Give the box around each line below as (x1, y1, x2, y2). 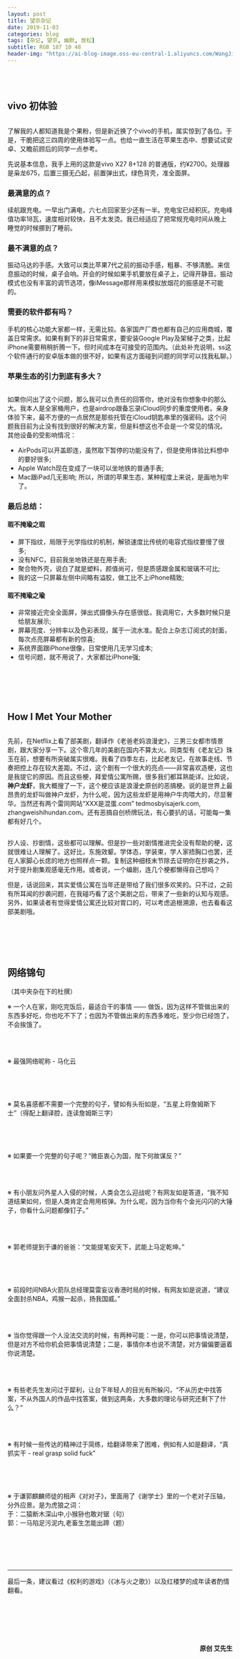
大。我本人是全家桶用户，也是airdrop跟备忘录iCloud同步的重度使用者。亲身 (7, 404, 229, 412)
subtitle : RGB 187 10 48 (7, 44, 81, 51)
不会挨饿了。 (7, 1020, 45, 1029)
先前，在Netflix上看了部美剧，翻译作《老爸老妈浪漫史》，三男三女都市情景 (7, 737, 224, 745)
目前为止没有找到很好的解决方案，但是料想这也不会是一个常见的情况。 (19, 422, 226, 430)
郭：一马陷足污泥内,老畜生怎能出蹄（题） (7, 1518, 129, 1527)
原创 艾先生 (199, 1644, 233, 1653)
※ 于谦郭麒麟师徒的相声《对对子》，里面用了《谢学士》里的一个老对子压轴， (7, 1491, 229, 1500)
